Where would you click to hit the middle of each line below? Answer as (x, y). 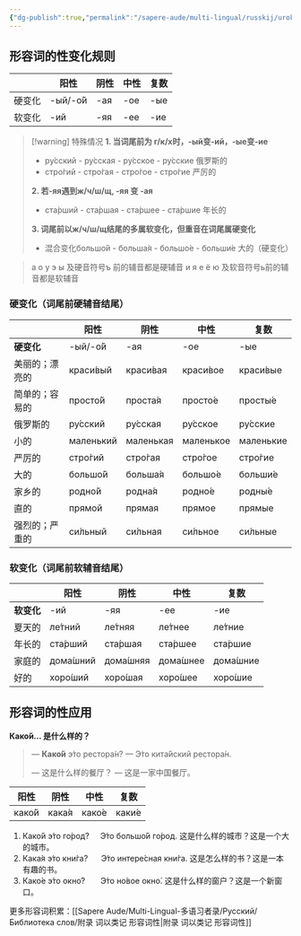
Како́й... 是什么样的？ (50, 736)
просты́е (258, 400)
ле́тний (65, 627)
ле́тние (229, 627)
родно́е (198, 491)
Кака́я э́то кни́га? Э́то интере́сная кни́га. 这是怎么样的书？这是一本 (153, 858)
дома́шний (73, 660)
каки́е (129, 812)
